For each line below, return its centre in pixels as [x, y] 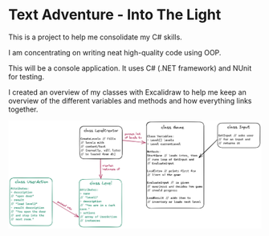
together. [23, 109]
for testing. [26, 76]
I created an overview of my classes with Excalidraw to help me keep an [127, 92]
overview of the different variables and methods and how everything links [130, 100]
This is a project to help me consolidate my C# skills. [95, 37]
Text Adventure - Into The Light [115, 15]
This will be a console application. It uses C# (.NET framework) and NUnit [130, 68]
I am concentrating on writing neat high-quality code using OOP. [115, 52]
